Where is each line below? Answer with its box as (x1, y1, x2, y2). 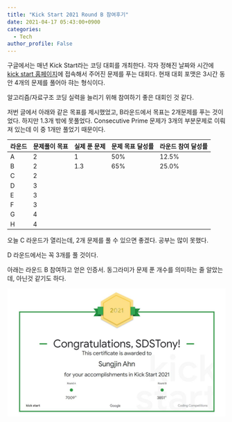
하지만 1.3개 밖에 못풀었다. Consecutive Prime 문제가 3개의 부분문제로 (21, 116, 213, 125)
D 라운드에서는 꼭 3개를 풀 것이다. (7, 251, 98, 259)
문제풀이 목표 (33, 142, 69, 150)
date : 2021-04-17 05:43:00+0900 (7, 18, 100, 26)
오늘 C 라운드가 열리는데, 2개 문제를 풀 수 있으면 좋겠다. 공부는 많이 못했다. (7, 236, 209, 245)
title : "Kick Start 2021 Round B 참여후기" (7, 11, 130, 18)
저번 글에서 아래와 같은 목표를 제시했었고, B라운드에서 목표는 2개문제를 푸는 (7, 108, 211, 116)
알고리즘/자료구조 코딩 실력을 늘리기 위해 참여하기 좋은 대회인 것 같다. (7, 94, 194, 102)
